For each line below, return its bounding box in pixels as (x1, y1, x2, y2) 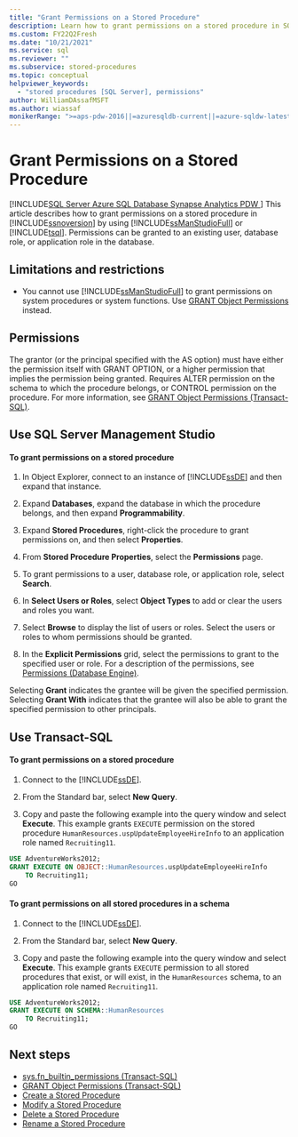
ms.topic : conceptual (9, 71, 90, 80)
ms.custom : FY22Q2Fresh (9, 29, 98, 38)
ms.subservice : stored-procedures (9, 63, 137, 72)
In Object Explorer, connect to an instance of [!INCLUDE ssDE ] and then (21, 472, 282, 483)
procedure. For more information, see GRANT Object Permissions (9, 392, 248, 403)
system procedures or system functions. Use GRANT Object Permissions (21, 295, 289, 306)
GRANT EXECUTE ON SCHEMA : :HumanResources (9, 1006, 165, 1015)
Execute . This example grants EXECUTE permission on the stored (21, 818, 255, 829)
